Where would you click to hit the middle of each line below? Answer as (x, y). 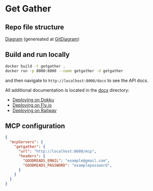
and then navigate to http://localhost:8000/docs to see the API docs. (77, 80)
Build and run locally (38, 55)
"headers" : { (32, 156)
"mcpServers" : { (26, 142)
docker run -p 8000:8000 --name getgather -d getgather (64, 71)
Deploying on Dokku (33, 100)
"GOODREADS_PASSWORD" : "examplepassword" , (68, 165)
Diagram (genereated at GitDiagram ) (42, 39)
